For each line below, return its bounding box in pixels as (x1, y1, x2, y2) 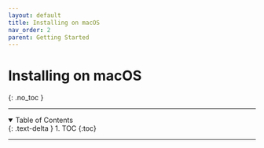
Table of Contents (15, 115, 73, 125)
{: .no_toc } (8, 93, 44, 103)
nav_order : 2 (8, 26, 51, 34)
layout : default (8, 11, 61, 20)
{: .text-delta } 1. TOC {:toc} (8, 124, 97, 133)
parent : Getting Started (8, 33, 90, 42)
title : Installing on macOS (8, 19, 101, 27)
